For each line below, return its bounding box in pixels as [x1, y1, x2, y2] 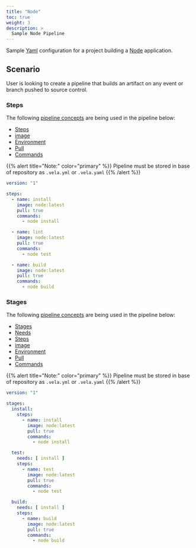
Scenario [6, 64, 40, 74]
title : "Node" [6, 8, 41, 15]
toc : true [6, 14, 31, 20]
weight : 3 [6, 20, 31, 25]
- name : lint [11, 229, 44, 235]
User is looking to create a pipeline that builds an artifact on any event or [6, 79, 184, 86]
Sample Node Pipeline [11, 31, 65, 37]
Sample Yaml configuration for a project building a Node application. [6, 47, 173, 54]
